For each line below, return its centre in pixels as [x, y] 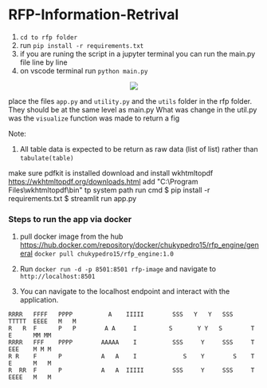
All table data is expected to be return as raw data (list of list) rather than [139, 148]
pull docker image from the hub [71, 236]
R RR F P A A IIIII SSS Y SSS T [132, 370]
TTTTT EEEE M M [43, 322]
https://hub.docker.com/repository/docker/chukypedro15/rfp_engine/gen [139, 245]
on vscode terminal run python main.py [84, 70]
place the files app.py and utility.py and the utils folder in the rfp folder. [130, 101]
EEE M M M [30, 350]
